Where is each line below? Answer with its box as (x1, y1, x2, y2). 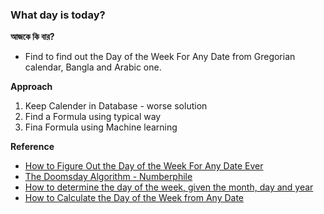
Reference (10, 141, 55, 153)
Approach (10, 81, 53, 93)
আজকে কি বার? (10, 31, 55, 43)
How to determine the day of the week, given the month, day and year (24, 181, 314, 193)
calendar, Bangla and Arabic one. (24, 61, 162, 73)
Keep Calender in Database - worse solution (24, 100, 208, 112)
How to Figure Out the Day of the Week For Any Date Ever (24, 160, 264, 172)
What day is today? (10, 8, 106, 22)
